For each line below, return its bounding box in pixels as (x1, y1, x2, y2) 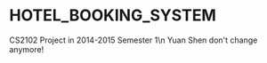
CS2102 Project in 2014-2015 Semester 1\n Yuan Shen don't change (9, 35, 258, 45)
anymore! (9, 43, 44, 54)
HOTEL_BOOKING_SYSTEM (9, 5, 216, 26)
